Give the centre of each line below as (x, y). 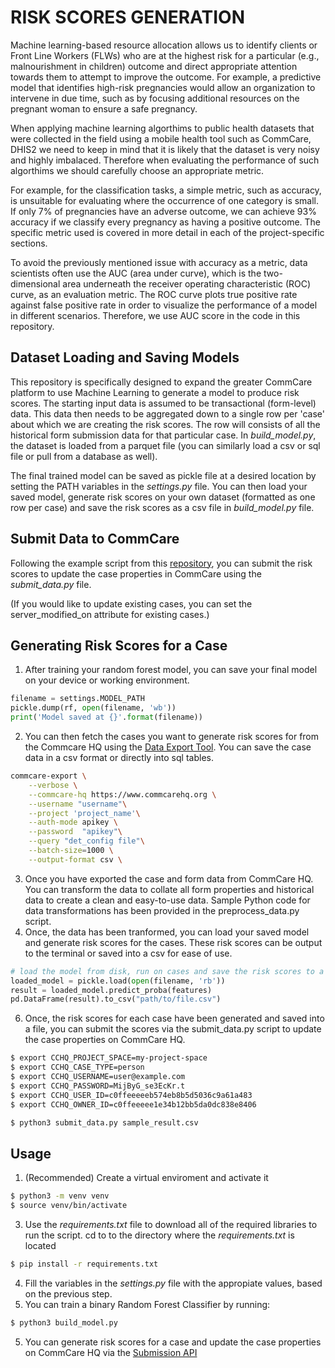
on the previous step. (68, 1293)
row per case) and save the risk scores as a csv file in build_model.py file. (162, 507)
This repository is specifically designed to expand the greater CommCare (161, 382)
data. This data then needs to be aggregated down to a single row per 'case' (167, 413)
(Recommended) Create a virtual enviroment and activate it (146, 1178)
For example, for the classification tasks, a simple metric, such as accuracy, (166, 190)
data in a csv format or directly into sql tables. (119, 757)
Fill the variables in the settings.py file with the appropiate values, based (173, 1283)
